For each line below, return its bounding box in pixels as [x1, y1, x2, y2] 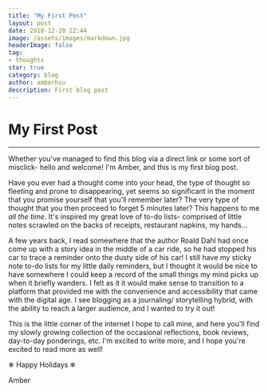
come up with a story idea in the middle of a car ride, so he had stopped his [8, 244, 257, 254]
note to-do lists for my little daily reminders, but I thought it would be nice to [8, 261, 258, 271]
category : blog [8, 71, 59, 79]
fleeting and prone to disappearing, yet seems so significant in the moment [8, 187, 255, 196]
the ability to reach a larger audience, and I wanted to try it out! [8, 304, 215, 314]
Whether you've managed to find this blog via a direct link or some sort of [8, 154, 251, 164]
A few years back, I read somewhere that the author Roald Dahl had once [8, 236, 249, 246]
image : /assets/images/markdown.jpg [8, 34, 130, 42]
